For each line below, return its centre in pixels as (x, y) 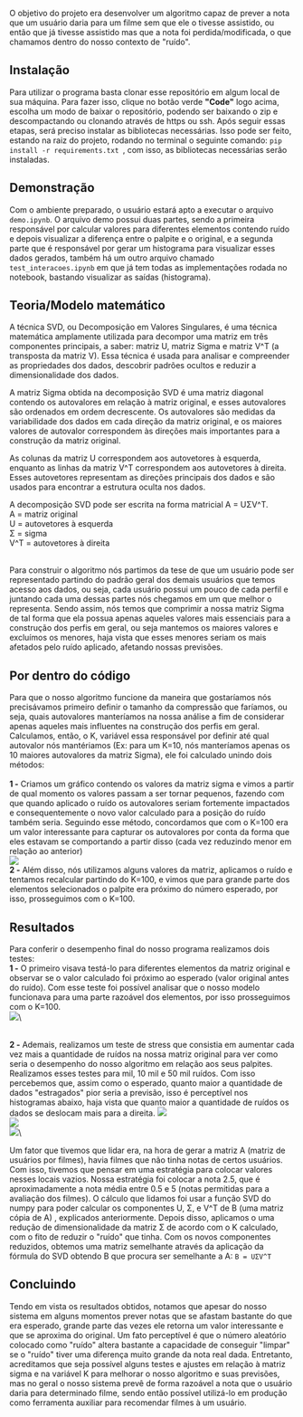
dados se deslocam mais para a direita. (82, 1113)
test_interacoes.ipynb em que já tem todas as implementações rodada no (148, 267)
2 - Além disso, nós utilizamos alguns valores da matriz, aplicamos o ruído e (151, 870)
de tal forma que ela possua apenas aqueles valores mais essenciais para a (150, 618)
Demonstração (52, 188)
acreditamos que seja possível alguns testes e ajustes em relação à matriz (148, 1364)
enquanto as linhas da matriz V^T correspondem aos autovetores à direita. (148, 468)
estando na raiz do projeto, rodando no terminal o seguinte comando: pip (146, 140)
